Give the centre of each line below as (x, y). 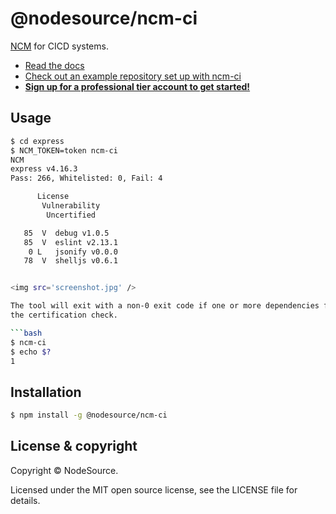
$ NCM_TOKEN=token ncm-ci (64, 150)
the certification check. (64, 315)
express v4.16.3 (44, 169)
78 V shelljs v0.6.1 (70, 261)
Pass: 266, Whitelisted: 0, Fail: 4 (86, 178)
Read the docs (54, 65)
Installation (46, 392)
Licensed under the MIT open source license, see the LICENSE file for (154, 489)
